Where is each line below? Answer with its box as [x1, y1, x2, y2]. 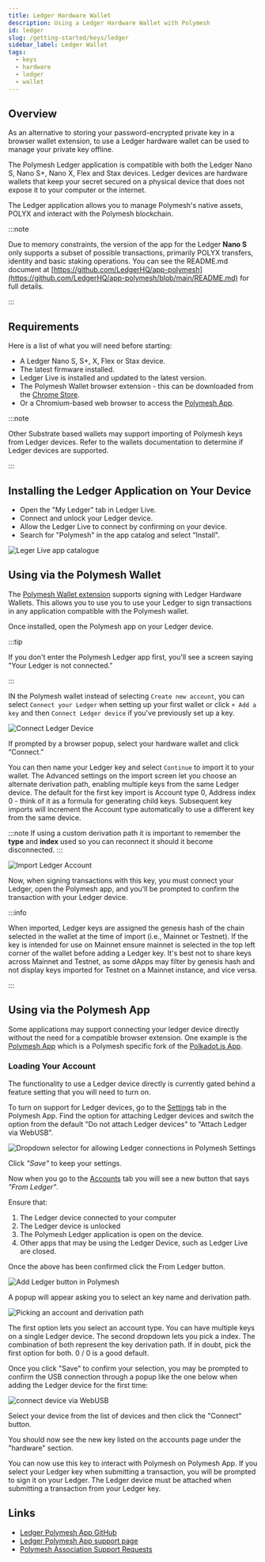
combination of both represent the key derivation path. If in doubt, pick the [8, 1340, 252, 1349]
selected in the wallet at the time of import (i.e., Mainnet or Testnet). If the [8, 931, 248, 941]
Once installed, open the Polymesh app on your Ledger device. [8, 622, 214, 631]
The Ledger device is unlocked [19, 1221, 121, 1231]
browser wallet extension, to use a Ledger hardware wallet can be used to [8, 136, 249, 146]
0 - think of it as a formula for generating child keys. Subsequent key [8, 796, 232, 805]
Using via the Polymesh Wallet [8, 569, 161, 582]
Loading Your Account [8, 1061, 97, 1072]
